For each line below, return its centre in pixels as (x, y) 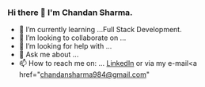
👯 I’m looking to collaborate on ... (72, 38)
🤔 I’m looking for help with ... (65, 46)
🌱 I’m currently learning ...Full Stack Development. (101, 30)
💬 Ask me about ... (49, 55)
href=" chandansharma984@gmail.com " (84, 74)
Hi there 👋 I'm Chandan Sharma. (70, 13)
